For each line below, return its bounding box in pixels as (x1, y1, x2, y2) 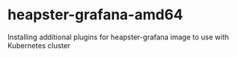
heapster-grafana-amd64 (7, 6, 184, 24)
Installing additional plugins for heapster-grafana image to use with (7, 32, 230, 42)
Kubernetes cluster (7, 40, 71, 50)
